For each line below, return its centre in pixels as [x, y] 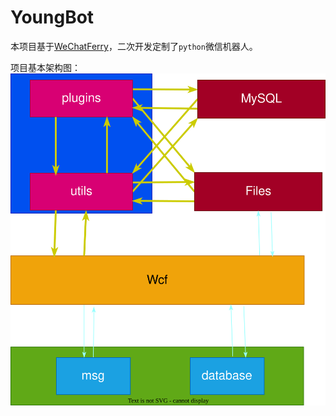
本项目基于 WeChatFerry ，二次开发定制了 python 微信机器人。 [134, 46]
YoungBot [52, 17]
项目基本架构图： [45, 67]
